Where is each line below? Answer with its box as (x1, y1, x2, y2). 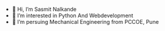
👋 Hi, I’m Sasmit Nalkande (12, 6, 77, 13)
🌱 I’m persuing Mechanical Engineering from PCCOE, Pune (12, 18, 159, 25)
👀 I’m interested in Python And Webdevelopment (12, 12, 133, 19)
